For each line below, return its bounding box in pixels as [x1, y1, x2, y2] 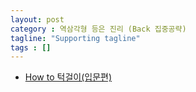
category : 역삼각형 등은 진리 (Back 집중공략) [10, 24, 187, 34]
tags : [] [10, 42, 52, 53]
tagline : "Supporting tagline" [10, 33, 141, 43]
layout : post [10, 14, 65, 25]
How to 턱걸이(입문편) [24, 71, 113, 83]
